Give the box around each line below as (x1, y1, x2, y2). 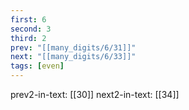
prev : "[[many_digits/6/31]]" (10, 42, 137, 53)
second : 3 (10, 24, 52, 34)
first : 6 (10, 14, 47, 25)
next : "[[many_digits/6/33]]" (10, 52, 137, 62)
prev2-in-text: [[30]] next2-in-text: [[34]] (10, 89, 180, 100)
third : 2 (10, 33, 47, 43)
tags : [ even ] (10, 61, 65, 71)
